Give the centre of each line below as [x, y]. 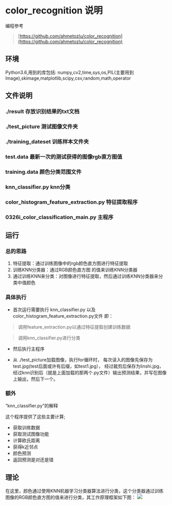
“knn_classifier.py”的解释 [32, 405]
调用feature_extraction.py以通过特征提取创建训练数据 [74, 327]
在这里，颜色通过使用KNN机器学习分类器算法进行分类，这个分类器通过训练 [84, 491]
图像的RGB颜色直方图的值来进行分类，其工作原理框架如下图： [71, 497]
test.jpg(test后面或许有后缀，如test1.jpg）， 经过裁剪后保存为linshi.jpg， [88, 366]
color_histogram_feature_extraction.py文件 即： [63, 316]
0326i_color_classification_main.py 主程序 [60, 217]
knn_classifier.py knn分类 [38, 187]
